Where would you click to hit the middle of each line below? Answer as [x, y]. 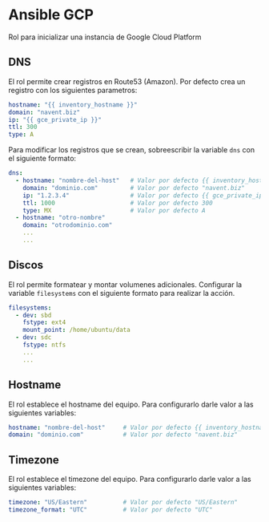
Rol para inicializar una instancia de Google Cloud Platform [105, 37]
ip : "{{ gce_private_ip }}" [55, 119]
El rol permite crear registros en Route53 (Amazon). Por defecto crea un [127, 81]
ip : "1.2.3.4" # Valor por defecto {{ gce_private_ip [143, 195]
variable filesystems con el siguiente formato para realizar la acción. [122, 293]
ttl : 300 [23, 127]
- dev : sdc [34, 338]
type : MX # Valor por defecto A [114, 210]
